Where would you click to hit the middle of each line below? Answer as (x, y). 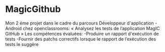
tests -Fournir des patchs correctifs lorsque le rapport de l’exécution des (81, 39)
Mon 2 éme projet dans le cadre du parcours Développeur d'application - (81, 23)
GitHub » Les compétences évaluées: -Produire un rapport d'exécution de (82, 33)
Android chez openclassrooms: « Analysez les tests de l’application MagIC (82, 28)
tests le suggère (22, 44)
